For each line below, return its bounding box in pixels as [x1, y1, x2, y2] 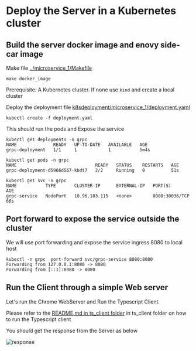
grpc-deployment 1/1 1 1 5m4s [6, 147, 150, 153]
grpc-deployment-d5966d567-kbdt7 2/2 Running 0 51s [6, 168, 180, 173]
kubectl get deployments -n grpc [6, 137, 88, 142]
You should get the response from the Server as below [6, 327, 138, 334]
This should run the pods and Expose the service [6, 125, 125, 132]
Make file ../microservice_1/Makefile [6, 64, 92, 71]
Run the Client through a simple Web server [6, 282, 169, 292]
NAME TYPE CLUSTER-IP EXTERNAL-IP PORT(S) [6, 183, 171, 189]
